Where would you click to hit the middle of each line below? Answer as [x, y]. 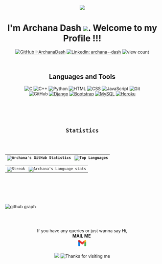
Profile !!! [82, 38]
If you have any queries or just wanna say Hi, [82, 231]
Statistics [82, 130]
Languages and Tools [82, 77]
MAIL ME [82, 236]
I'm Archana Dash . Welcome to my [82, 28]
